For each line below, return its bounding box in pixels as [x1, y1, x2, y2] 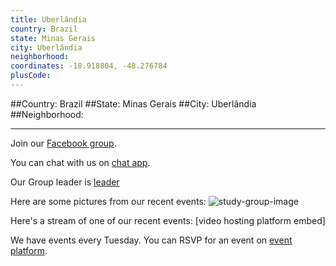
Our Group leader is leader [10, 176, 120, 188]
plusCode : [10, 71, 52, 81]
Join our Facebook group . [10, 137, 117, 149]
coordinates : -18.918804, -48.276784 [10, 61, 168, 71]
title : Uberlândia [10, 14, 87, 25]
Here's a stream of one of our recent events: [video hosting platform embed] [10, 214, 326, 226]
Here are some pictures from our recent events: [10, 195, 207, 207]
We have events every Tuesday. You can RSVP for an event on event [10, 234, 293, 246]
